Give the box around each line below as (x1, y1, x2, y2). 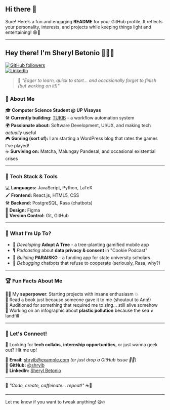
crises (5, 155, 18, 161)
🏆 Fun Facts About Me (5, 277, 63, 284)
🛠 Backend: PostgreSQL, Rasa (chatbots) (5, 200, 93, 206)
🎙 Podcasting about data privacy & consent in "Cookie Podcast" (12, 247, 148, 253)
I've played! (5, 142, 29, 148)
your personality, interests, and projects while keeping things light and (5, 24, 152, 30)
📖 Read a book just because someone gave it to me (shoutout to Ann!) (5, 297, 151, 303)
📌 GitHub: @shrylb (5, 362, 45, 368)
